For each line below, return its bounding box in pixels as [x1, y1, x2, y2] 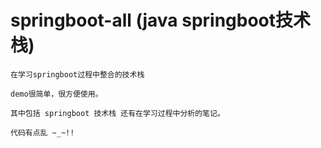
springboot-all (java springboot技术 [10, 9, 312, 32]
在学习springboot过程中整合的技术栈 [10, 69, 145, 80]
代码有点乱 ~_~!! [10, 127, 75, 138]
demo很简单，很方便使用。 [10, 89, 103, 99]
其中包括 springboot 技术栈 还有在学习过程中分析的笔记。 [10, 108, 225, 118]
